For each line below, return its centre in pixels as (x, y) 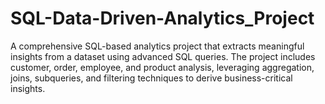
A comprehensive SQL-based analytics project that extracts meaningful (157, 46)
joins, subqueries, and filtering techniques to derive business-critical (151, 78)
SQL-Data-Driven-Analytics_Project (162, 18)
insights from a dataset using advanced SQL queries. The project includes (163, 56)
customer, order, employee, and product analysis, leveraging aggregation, (162, 67)
